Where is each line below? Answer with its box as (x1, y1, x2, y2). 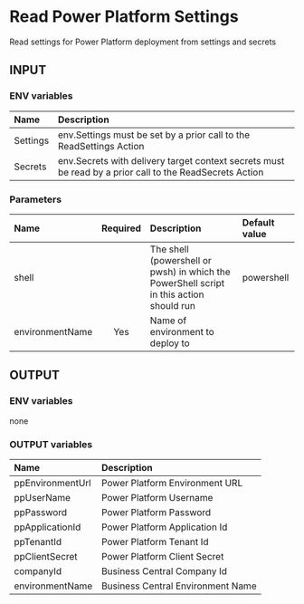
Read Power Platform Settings (9, 6, 239, 27)
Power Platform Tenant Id (100, 535, 210, 548)
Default (242, 216, 275, 228)
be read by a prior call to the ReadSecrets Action (57, 166, 264, 178)
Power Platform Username (100, 491, 214, 503)
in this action (149, 288, 204, 301)
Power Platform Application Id (100, 521, 228, 533)
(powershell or (149, 254, 213, 266)
